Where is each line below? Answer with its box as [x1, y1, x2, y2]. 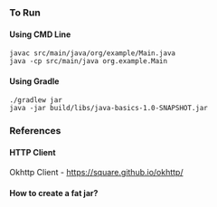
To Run [9, 6, 41, 19]
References [9, 125, 61, 137]
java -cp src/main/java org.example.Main [9, 57, 168, 66]
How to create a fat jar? [9, 188, 99, 199]
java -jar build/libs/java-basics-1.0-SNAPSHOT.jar [9, 104, 208, 113]
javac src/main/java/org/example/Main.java [9, 49, 176, 58]
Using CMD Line [9, 29, 71, 40]
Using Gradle [9, 75, 60, 87]
